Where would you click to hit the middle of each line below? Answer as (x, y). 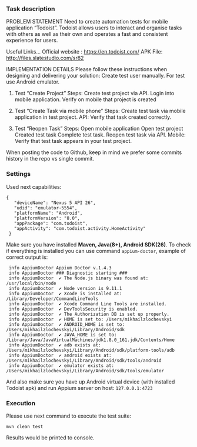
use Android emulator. (33, 82)
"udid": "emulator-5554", (46, 208)
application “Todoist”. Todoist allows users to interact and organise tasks (94, 28)
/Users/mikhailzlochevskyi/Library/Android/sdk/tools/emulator (85, 371)
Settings (19, 174)
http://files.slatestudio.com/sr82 (45, 58)
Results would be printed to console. (51, 438)
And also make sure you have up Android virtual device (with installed (91, 382)
